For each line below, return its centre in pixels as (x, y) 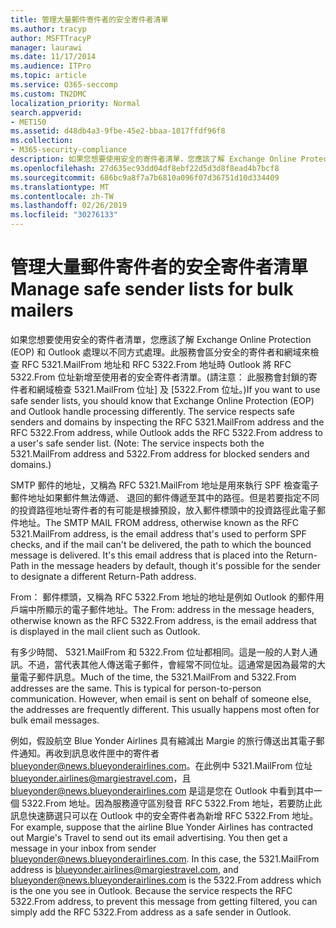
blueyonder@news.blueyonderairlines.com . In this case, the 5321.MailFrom (165, 858)
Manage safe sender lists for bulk (152, 289)
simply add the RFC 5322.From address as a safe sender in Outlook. (151, 912)
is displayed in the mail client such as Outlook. (105, 631)
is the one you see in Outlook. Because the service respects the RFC (151, 890)
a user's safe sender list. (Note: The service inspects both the (137, 443)
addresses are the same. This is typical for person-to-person (136, 688)
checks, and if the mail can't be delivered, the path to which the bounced (161, 544)
